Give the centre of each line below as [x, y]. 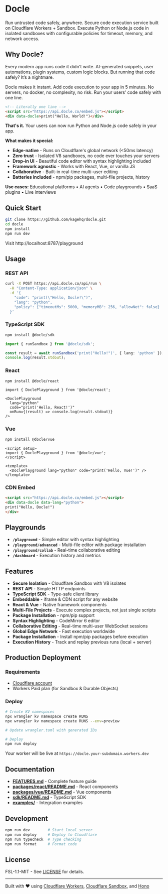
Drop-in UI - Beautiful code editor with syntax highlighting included [81, 161]
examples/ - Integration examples [47, 803]
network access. [22, 39]
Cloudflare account [32, 683]
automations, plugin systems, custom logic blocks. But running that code [80, 72]
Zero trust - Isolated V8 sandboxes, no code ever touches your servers [86, 156]
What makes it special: [29, 141]
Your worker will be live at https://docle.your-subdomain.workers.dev [77, 753]
